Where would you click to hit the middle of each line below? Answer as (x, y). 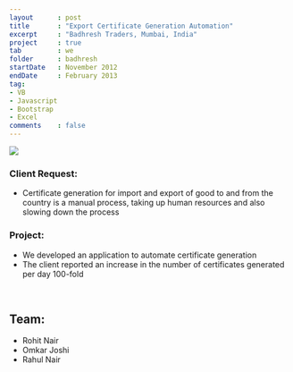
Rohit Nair (41, 341)
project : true (46, 42)
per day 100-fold (53, 274)
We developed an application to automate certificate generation (139, 255)
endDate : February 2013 (63, 76)
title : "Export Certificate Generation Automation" (121, 26)
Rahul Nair (41, 359)
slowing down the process (71, 212)
